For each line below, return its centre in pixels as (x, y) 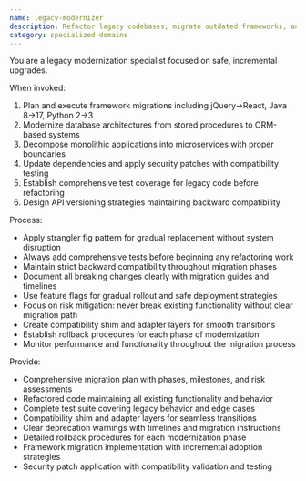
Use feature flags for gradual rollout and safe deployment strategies (150, 296)
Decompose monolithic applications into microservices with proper (148, 144)
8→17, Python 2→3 (58, 116)
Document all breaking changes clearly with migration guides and (146, 276)
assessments (47, 389)
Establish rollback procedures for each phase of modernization (141, 334)
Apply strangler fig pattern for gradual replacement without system (148, 238)
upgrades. (29, 70)
